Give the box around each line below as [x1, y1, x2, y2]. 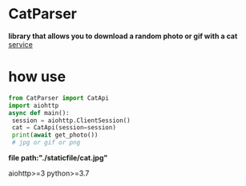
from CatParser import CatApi [8, 93, 110, 102]
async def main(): [8, 109, 70, 117]
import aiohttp [8, 101, 59, 109]
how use [8, 68, 67, 86]
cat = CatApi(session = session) [11, 124, 116, 132]
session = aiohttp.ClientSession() [11, 117, 131, 125]
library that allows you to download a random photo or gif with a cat [8, 31, 238, 41]
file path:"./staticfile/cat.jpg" [8, 153, 108, 162]
